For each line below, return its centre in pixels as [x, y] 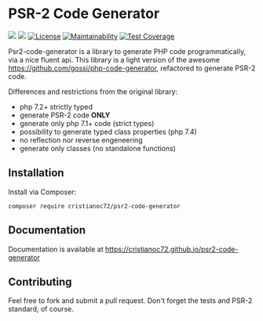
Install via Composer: [42, 192]
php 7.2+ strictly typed [56, 106]
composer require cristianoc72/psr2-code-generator [94, 206]
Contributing [40, 281]
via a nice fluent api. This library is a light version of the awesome [114, 60]
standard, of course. [41, 309]
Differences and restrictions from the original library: [93, 92]
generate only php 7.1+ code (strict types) [87, 123]
